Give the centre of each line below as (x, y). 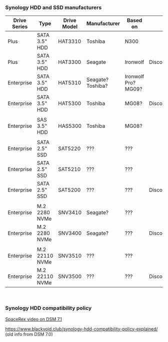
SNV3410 (70, 213)
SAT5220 (69, 148)
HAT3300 (70, 62)
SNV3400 (70, 233)
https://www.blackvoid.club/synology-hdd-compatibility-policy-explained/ (82, 329)
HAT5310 (70, 83)
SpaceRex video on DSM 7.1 (34, 319)
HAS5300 (70, 126)
